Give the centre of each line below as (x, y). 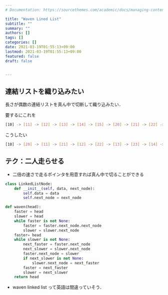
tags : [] (14, 38)
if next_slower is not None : (53, 258)
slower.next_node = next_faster (65, 263)
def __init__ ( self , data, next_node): (54, 188)
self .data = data (41, 193)
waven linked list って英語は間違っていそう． (58, 287)
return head (26, 277)
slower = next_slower (46, 272)
